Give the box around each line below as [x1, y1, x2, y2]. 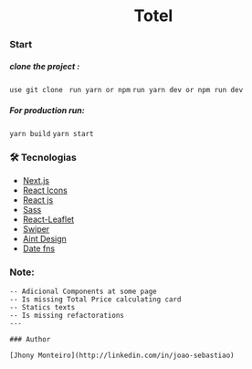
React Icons [22, 184, 68, 196]
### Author [9, 334, 51, 343]
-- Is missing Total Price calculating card [9, 294, 182, 304]
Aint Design [22, 234, 67, 245]
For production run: [9, 104, 85, 115]
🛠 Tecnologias [9, 151, 78, 163]
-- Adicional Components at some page [9, 287, 157, 296]
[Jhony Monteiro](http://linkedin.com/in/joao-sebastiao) [9, 351, 235, 360]
